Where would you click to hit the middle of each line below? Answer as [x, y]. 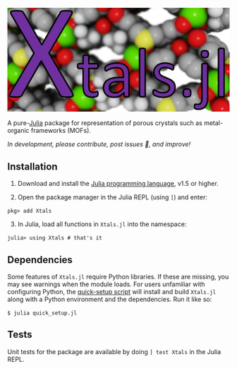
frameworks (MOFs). [61, 131]
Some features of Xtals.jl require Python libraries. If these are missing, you [118, 277]
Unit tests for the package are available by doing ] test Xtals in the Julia [114, 351]
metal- [213, 123]
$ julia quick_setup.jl [42, 313]
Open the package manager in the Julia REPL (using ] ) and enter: [113, 197]
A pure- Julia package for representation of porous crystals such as [105, 123]
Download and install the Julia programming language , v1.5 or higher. [118, 184]
